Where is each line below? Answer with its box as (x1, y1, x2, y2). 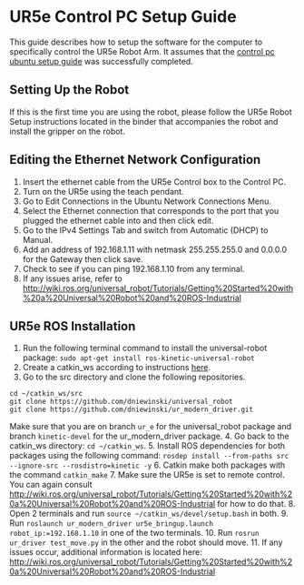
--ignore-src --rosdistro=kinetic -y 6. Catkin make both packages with (9, 459, 286, 470)
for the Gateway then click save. (22, 253, 143, 265)
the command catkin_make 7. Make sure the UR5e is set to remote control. (9, 469, 285, 480)
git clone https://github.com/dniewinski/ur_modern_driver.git (9, 405, 254, 415)
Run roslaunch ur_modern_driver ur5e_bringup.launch (9, 518, 213, 529)
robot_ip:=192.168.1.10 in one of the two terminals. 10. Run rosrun (9, 528, 260, 539)
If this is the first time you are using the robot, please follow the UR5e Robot (9, 106, 292, 117)
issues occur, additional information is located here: (9, 547, 202, 558)
